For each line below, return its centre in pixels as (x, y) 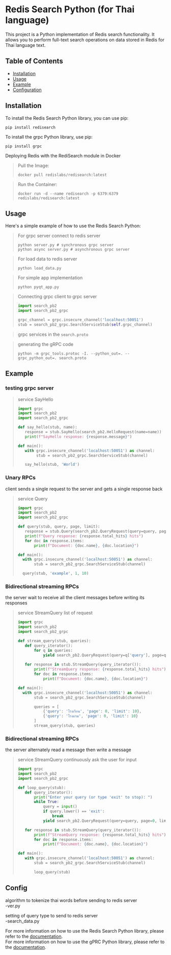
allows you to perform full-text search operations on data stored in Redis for (85, 40)
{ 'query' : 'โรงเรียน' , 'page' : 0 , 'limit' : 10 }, (92, 711)
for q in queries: (53, 650)
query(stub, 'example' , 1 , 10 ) (56, 574)
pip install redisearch (31, 127)
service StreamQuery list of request (55, 613)
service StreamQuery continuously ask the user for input (77, 760)
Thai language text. (25, 45)
